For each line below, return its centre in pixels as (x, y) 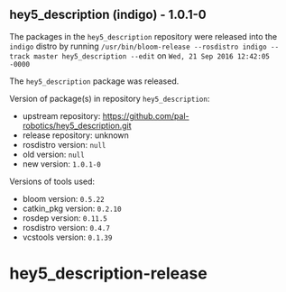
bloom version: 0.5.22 (64, 198)
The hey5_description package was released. (94, 81)
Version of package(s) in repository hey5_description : (110, 98)
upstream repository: (61, 115)
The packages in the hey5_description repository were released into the (143, 36)
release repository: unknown (75, 135)
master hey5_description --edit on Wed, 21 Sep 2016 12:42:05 (152, 55)
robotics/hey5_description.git (77, 125)
